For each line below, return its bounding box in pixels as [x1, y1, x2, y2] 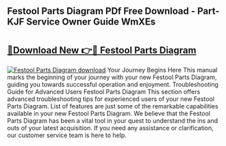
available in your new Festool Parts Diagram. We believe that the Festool [7, 109, 211, 117]
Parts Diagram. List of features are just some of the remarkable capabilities [7, 102, 218, 110]
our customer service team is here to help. [7, 131, 127, 139]
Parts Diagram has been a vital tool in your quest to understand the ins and [7, 117, 218, 125]
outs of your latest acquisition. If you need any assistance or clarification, [7, 124, 214, 132]
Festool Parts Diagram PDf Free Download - [7, 5, 196, 17]
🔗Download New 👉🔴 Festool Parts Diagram [7, 44, 197, 56]
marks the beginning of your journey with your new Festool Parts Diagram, [7, 73, 217, 81]
